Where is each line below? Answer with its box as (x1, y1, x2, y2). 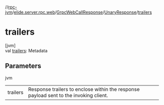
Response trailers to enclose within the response (28, 85, 140, 92)
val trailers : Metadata (5, 47, 48, 53)
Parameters (5, 62, 41, 70)
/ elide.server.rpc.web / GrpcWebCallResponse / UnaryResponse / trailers (12, 9, 152, 15)
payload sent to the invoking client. (28, 92, 108, 99)
